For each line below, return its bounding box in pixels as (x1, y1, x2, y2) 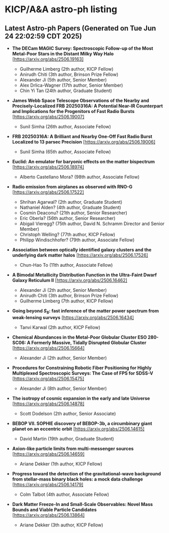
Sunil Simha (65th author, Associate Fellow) (19, 149, 111, 155)
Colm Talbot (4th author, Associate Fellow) (19, 491, 109, 497)
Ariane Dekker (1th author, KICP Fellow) (19, 461, 103, 467)
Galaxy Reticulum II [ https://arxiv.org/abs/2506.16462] (12, 277, 128, 283)
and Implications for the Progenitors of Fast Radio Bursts (12, 108, 135, 114)
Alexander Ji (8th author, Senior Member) (19, 385, 107, 391)
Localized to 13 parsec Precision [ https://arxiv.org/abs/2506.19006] (12, 139, 156, 145)
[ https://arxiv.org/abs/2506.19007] (12, 114, 84, 120)
